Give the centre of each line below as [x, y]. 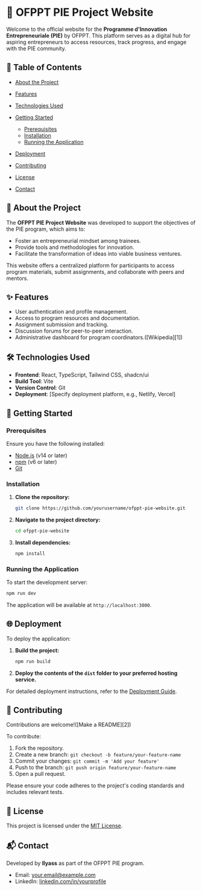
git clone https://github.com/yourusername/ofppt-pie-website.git [100, 508]
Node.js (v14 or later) [41, 455]
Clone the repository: [42, 497]
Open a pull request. [40, 774]
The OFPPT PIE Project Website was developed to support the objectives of [101, 222]
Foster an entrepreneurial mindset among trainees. [78, 240]
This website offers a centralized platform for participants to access [90, 265]
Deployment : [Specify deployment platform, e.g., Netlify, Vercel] [95, 394]
